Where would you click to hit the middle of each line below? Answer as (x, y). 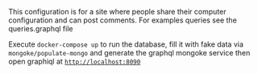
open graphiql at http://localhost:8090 (75, 61)
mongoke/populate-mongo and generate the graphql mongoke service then (129, 53)
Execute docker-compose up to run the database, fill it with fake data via (126, 44)
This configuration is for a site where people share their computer (117, 12)
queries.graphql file (41, 29)
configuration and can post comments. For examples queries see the (123, 20)
